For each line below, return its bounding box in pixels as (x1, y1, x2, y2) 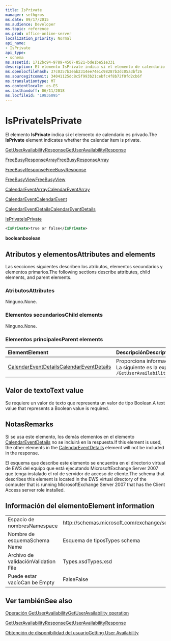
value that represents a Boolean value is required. (5, 405, 109, 411)
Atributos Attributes (5, 287, 55, 294)
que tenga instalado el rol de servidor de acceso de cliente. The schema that (5, 470, 165, 477)
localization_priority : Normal (5, 36, 72, 41)
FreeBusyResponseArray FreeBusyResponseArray (5, 157, 109, 163)
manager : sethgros (5, 12, 44, 17)
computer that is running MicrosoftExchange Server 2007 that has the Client (5, 481, 165, 488)
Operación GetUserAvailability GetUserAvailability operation (5, 610, 129, 616)
